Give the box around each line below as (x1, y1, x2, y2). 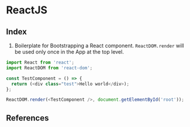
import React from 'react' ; (6, 59, 75, 65)
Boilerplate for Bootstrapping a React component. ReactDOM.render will (14, 42, 184, 49)
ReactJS (6, 3, 48, 17)
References (6, 113, 49, 123)
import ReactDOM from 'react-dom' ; (6, 65, 93, 70)
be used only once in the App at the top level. (14, 48, 124, 55)
